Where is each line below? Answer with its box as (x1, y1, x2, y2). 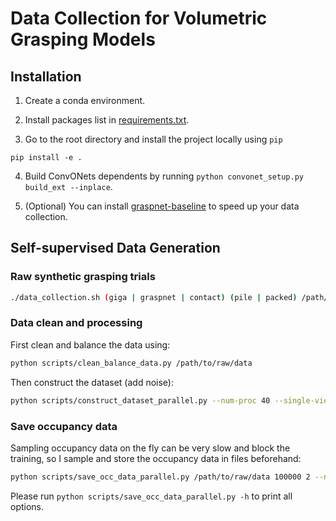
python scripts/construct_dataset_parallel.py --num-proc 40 (10, 395, 271, 406)
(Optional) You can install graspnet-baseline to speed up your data (24, 200, 300, 212)
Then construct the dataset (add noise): (10, 376, 174, 388)
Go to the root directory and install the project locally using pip (24, 133, 283, 145)
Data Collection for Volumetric (10, 7, 268, 30)
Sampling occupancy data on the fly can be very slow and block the (10, 442, 291, 454)
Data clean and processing (10, 316, 143, 330)
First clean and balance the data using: (10, 338, 171, 351)
